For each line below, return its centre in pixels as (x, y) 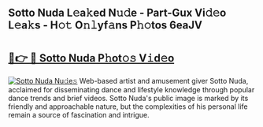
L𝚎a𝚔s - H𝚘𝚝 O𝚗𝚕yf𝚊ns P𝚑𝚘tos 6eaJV (106, 26)
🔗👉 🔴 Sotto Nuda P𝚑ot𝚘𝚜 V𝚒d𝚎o (91, 58)
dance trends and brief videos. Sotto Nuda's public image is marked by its (128, 98)
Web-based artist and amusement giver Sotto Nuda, (164, 81)
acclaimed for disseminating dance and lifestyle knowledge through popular (131, 90)
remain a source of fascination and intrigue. (79, 115)
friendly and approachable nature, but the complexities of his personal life (128, 106)
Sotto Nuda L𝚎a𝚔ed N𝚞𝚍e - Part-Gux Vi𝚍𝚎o (117, 13)
